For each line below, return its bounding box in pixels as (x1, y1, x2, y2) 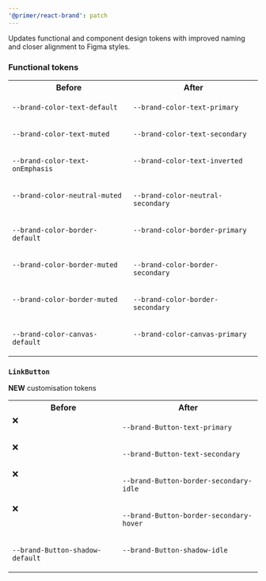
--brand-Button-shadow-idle (122, 546, 228, 555)
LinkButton (8, 367, 50, 377)
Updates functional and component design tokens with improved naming (8, 33, 245, 43)
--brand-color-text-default (12, 102, 118, 112)
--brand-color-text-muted (12, 129, 110, 139)
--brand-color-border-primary (133, 225, 247, 235)
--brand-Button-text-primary (122, 423, 232, 432)
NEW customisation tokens (8, 384, 97, 393)
